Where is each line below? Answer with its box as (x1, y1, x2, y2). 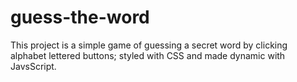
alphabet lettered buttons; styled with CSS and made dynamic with (10, 49, 286, 61)
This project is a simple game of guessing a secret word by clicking (10, 39, 288, 51)
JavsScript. (10, 60, 57, 72)
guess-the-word (10, 6, 150, 29)
